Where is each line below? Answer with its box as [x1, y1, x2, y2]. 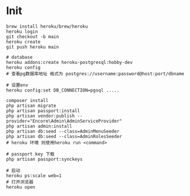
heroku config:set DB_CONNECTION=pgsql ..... [6, 87, 119, 93]
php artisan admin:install [6, 123, 72, 129]
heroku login [6, 28, 38, 35]
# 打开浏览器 [6, 179, 34, 185]
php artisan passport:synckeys [6, 156, 83, 162]
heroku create [6, 39, 41, 45]
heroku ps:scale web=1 [6, 173, 62, 178]
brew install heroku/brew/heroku [6, 23, 88, 29]
